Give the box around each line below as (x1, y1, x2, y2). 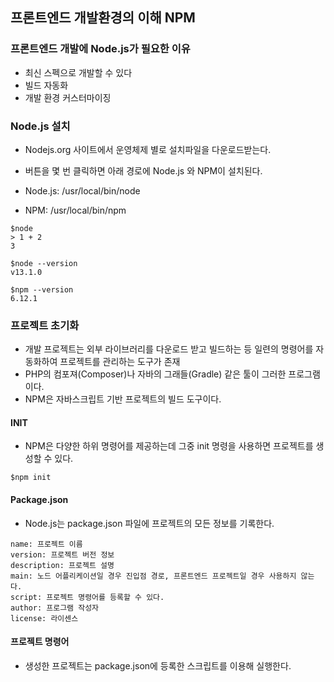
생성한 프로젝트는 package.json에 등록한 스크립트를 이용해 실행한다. (24, 659, 292, 672)
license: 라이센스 (10, 613, 79, 623)
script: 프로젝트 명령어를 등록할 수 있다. (10, 592, 165, 602)
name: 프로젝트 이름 (10, 539, 83, 549)
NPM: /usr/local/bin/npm (24, 204, 127, 216)
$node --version (10, 258, 78, 268)
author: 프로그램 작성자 (10, 603, 100, 613)
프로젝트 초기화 (10, 318, 80, 332)
